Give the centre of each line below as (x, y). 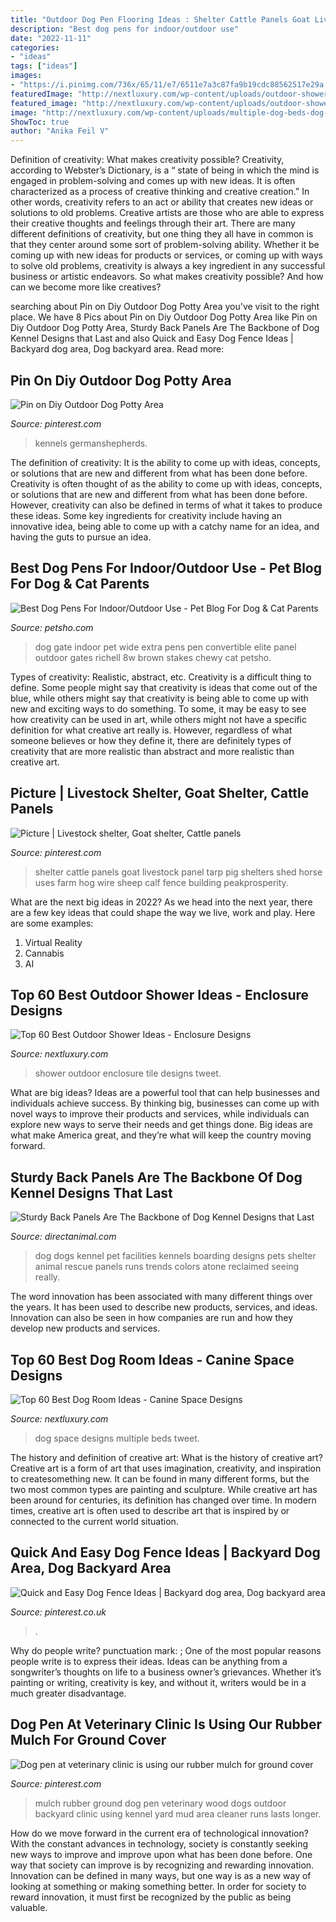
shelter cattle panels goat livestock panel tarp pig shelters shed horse (178, 872)
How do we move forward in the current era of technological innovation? (159, 1833)
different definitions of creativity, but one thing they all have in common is (162, 234)
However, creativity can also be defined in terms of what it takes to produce (166, 505)
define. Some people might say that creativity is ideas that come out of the (164, 687)
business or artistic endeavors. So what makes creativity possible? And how (167, 277)
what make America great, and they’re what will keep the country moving (161, 1135)
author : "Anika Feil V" (60, 131)
